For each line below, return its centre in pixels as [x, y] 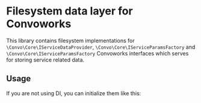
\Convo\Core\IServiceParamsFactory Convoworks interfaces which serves [97, 53]
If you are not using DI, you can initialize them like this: [74, 93]
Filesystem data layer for [70, 11]
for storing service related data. [45, 60]
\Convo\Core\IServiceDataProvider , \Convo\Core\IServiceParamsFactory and [101, 47]
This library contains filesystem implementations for [70, 40]
